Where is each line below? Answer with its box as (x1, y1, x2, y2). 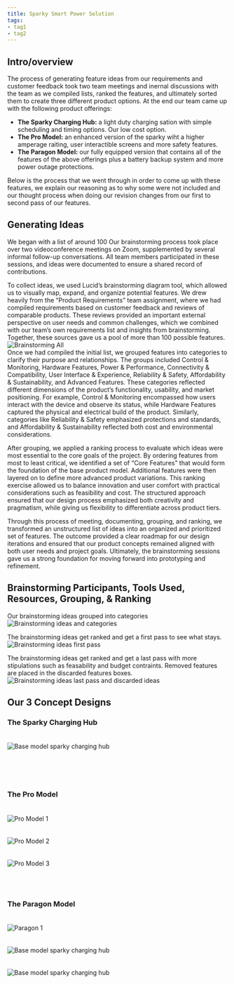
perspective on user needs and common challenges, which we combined (7, 318, 219, 326)
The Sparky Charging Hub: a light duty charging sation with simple (17, 118, 212, 126)
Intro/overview (7, 55, 74, 67)
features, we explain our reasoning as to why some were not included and (7, 184, 221, 192)
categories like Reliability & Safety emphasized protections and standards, (7, 415, 221, 423)
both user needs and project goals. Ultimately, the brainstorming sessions (7, 547, 221, 555)
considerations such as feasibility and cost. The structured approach (7, 488, 206, 497)
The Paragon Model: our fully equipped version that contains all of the (17, 148, 221, 157)
